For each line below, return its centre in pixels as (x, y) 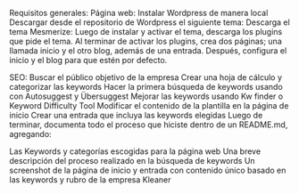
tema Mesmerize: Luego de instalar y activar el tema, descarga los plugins (146, 32)
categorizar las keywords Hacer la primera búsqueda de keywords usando (146, 87)
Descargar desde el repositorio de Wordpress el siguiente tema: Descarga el (149, 22)
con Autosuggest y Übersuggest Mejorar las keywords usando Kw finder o (146, 96)
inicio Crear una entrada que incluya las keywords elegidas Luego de (136, 115)
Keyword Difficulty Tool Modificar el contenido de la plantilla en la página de (149, 105)
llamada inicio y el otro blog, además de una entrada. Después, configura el (148, 51)
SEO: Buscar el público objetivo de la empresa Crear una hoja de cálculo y (146, 77)
